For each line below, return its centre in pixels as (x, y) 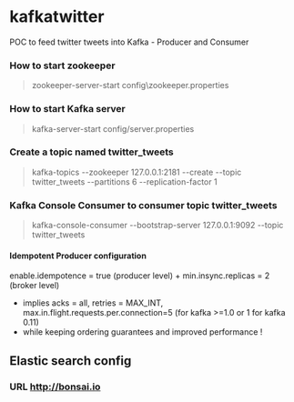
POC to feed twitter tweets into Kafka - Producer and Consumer (129, 42)
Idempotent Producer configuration (78, 256)
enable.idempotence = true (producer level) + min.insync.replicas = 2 (140, 276)
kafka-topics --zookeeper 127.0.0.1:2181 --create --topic (137, 172)
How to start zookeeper (62, 65)
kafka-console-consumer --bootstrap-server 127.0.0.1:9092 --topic (157, 226)
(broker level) (35, 286)
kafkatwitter (57, 17)
